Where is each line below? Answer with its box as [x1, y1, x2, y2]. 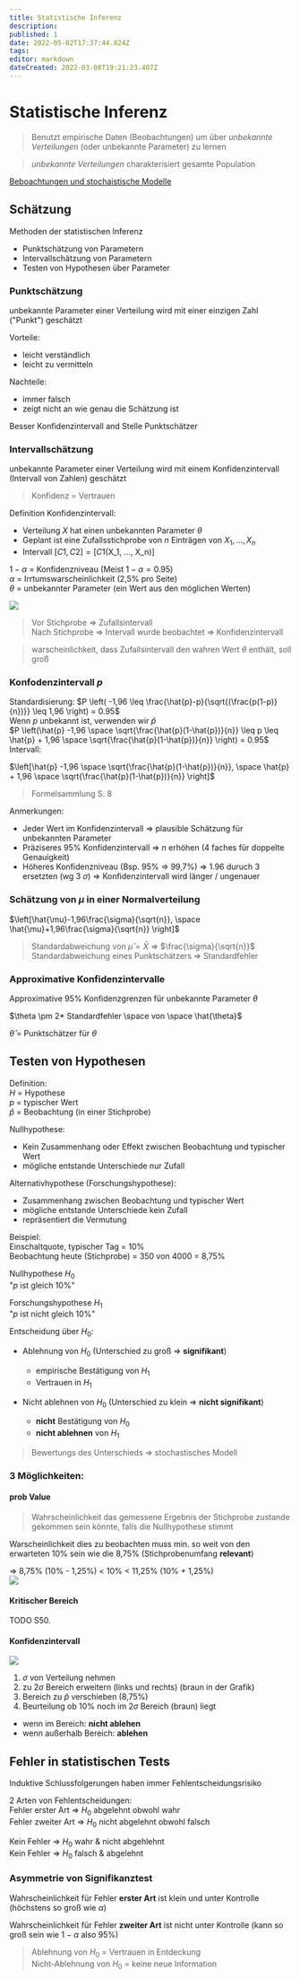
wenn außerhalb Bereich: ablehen [21, 1728, 149, 1738]
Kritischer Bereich [9, 1595, 79, 1605]
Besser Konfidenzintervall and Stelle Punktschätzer [9, 420, 199, 431]
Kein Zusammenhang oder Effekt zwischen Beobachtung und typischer [21, 1141, 286, 1152]
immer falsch [21, 393, 71, 404]
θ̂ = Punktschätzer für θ [9, 1027, 97, 1038]
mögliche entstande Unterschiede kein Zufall [21, 1204, 188, 1215]
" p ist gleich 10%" [9, 1280, 75, 1290]
